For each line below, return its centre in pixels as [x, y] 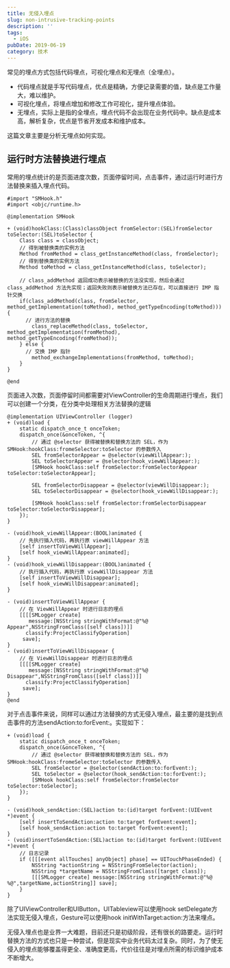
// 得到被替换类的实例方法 [52, 247]
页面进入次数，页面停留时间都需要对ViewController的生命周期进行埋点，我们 [115, 395]
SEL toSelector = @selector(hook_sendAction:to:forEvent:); [119, 774]
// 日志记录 [34, 853]
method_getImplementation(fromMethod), [64, 332]
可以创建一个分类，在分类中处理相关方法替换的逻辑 [79, 403]
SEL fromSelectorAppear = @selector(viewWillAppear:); [112, 455]
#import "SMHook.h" [35, 198]
